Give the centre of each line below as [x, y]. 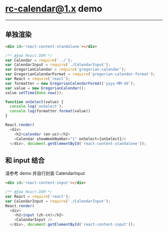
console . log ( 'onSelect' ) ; [37, 106]
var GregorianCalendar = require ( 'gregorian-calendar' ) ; [66, 70]
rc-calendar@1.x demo [54, 9]
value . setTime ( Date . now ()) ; [34, 93]
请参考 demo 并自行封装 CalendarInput [45, 173]
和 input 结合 [25, 160]
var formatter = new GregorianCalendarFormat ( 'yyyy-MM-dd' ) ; [70, 83]
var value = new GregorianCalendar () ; [45, 88]
